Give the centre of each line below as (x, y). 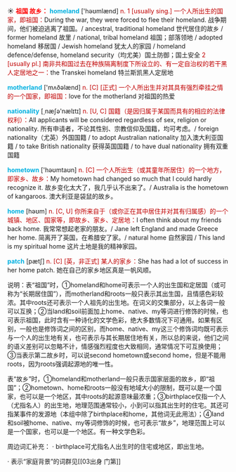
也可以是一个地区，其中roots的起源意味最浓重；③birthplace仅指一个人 (123, 396)
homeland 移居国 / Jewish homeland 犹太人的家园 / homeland (97, 46)
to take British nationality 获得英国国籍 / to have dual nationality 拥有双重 (123, 146)
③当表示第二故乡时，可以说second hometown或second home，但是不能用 (117, 355)
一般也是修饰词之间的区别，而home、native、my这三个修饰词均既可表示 (124, 329)
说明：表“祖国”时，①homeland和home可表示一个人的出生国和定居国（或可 (117, 285)
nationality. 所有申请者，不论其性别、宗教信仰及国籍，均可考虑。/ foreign (113, 129)
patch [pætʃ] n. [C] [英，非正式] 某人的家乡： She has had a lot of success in (118, 261)
